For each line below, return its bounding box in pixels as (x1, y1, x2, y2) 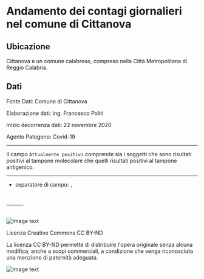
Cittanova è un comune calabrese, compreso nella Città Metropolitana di (6, 58, 188, 64)
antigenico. (6, 163, 35, 171)
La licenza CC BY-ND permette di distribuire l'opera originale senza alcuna (6, 241, 193, 248)
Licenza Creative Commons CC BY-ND (6, 229, 103, 236)
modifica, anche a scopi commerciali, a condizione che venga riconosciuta (6, 247, 193, 255)
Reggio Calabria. (6, 64, 48, 71)
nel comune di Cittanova (6, 17, 132, 31)
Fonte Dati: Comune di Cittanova (6, 97, 88, 105)
